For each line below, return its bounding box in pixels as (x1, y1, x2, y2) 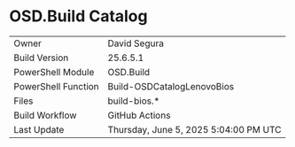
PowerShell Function (13, 80, 99, 92)
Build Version (13, 51, 69, 64)
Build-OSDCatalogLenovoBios (107, 80, 235, 92)
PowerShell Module (13, 66, 95, 78)
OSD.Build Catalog (9, 6, 148, 27)
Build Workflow (13, 109, 77, 121)
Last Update (13, 123, 65, 135)
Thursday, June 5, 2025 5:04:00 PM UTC (107, 123, 282, 135)
